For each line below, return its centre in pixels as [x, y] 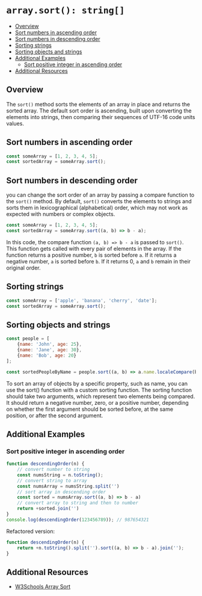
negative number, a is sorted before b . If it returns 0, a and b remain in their [99, 261]
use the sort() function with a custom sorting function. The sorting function [99, 390]
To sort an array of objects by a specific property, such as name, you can [97, 383]
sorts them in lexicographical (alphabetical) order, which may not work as [97, 208]
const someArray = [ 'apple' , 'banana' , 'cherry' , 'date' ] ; [82, 300]
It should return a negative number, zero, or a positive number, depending [98, 402]
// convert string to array [52, 481]
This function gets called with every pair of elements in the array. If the [94, 248]
